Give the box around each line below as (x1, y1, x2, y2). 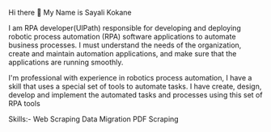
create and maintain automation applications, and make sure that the (8, 49, 237, 58)
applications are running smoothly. (8, 57, 124, 67)
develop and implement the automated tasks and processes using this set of (8, 90, 263, 100)
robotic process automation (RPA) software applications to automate (8, 32, 236, 41)
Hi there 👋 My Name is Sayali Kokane (8, 8, 132, 17)
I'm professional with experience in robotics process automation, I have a (8, 73, 252, 82)
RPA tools (8, 99, 40, 108)
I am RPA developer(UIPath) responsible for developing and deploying (8, 23, 241, 32)
